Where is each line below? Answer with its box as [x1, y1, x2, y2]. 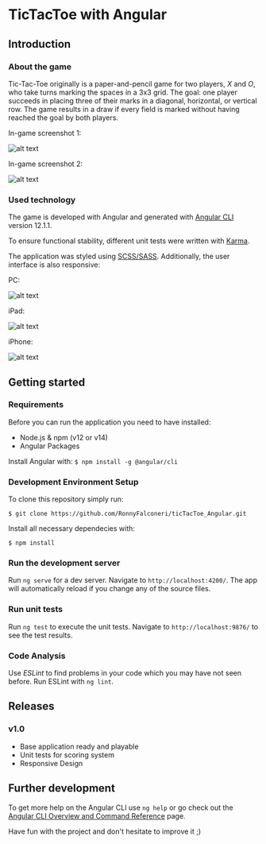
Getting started [8, 375, 86, 389]
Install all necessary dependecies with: [8, 524, 135, 533]
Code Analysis [8, 650, 66, 661]
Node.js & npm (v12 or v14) [19, 432, 109, 442]
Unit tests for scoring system [19, 749, 115, 760]
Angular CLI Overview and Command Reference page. [8, 811, 186, 820]
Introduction [8, 37, 71, 51]
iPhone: [8, 337, 33, 347]
